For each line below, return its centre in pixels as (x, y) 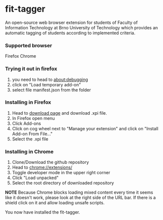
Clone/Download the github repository (50, 162)
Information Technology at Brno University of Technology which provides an (81, 27)
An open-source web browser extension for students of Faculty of (71, 22)
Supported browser (29, 45)
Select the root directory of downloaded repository (63, 183)
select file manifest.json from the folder (51, 90)
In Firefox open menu (33, 118)
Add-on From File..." (32, 134)
